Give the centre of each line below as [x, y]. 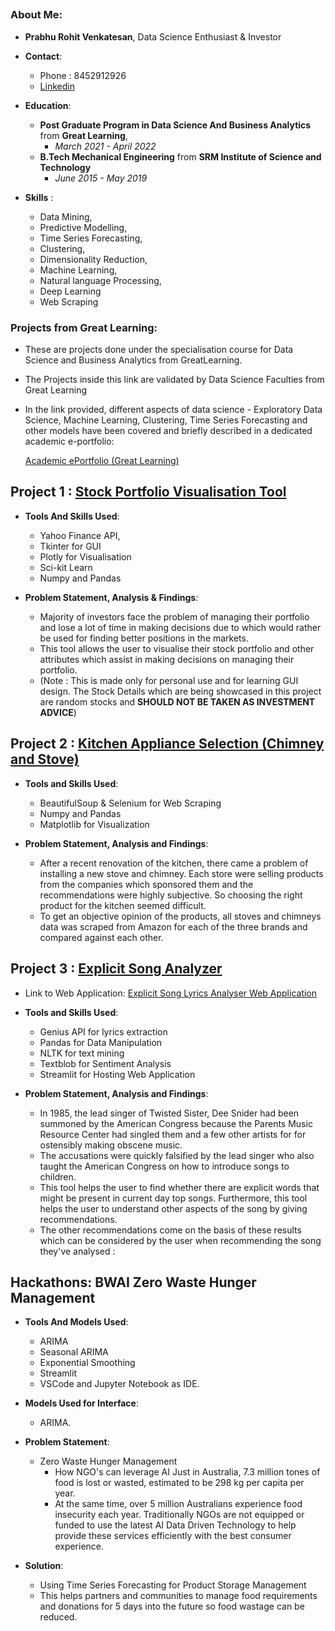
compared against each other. [101, 937]
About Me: [36, 15]
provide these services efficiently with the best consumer [173, 1536]
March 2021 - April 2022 [105, 146]
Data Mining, [66, 216]
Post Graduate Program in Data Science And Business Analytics [175, 125]
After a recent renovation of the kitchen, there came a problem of [174, 863]
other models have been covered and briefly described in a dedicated [168, 431]
